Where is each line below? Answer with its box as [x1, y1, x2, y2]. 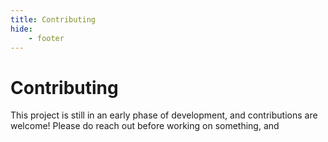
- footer [28, 33, 65, 43]
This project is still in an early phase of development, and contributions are [10, 109, 318, 121]
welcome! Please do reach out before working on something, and [10, 120, 280, 132]
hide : [10, 24, 33, 34]
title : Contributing [10, 14, 97, 25]
